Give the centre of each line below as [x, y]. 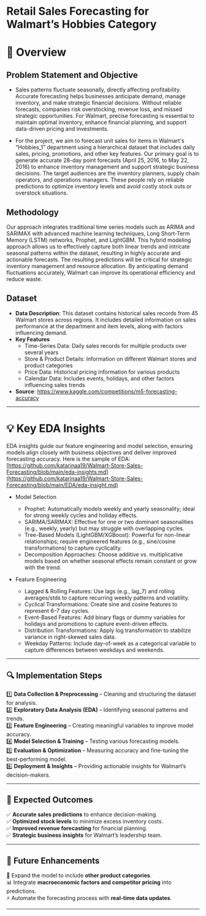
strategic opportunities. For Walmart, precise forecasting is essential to [105, 116]
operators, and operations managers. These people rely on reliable [100, 180]
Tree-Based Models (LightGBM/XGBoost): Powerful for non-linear [107, 534]
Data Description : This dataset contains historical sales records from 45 [106, 313]
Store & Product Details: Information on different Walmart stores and [110, 359]
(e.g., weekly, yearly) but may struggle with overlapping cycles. [104, 528]
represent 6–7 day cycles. [57, 610]
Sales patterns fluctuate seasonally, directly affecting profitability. [98, 90]
